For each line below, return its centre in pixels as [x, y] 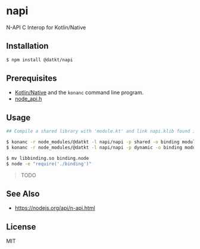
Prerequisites [32, 78]
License [21, 227]
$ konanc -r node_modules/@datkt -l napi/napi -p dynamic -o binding [94, 147]
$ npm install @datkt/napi [40, 60]
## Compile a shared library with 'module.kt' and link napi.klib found [98, 131]
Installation [27, 46]
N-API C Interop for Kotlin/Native [46, 27]
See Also [23, 194]
